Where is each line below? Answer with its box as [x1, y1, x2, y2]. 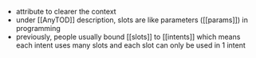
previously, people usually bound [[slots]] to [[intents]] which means [15, 32, 241, 41]
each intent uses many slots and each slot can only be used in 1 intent [15, 41, 246, 50]
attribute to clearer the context [15, 7, 117, 16]
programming [15, 24, 61, 33]
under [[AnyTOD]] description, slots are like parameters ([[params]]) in [15, 15, 249, 25]
